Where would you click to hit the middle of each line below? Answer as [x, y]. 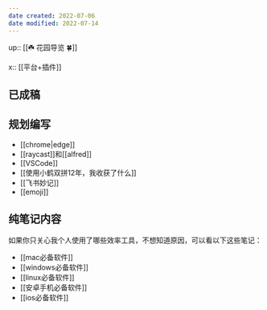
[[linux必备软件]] [47, 277]
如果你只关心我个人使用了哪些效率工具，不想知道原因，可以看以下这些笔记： [135, 240]
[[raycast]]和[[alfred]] [56, 154]
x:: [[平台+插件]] [35, 67]
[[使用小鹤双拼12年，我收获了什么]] [78, 172]
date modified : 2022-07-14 [53, 23]
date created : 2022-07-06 [51, 16]
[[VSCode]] [39, 163]
